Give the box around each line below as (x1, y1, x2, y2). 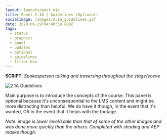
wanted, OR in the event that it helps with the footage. (5, 109, 117, 115)
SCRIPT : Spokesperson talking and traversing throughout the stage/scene (5, 73, 160, 79)
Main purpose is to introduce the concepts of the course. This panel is (5, 92, 152, 99)
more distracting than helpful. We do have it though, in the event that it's (5, 103, 156, 109)
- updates (10, 45, 30, 50)
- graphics (10, 36, 33, 41)
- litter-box (10, 59, 37, 64)
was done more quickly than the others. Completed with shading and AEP (5, 124, 159, 130)
